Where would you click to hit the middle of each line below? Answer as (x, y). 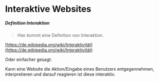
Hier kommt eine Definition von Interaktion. (60, 35)
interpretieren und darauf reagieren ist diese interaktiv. (60, 74)
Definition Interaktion (27, 23)
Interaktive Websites (48, 9)
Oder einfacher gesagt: (29, 59)
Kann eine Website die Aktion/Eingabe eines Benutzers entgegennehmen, (80, 69)
